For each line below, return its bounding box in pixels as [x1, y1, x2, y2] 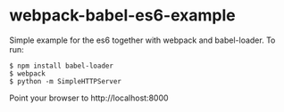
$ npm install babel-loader [9, 61, 114, 70]
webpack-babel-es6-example [9, 5, 237, 26]
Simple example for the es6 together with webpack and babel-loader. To [9, 35, 276, 45]
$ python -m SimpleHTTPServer [9, 76, 122, 85]
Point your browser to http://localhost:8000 [9, 92, 169, 103]
